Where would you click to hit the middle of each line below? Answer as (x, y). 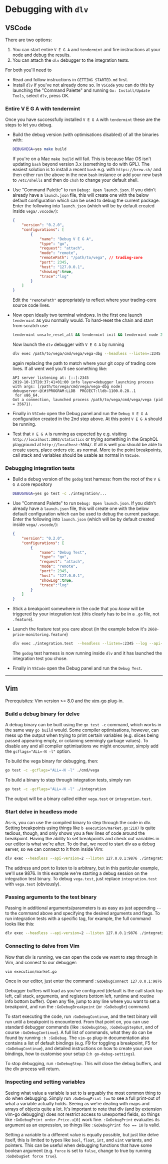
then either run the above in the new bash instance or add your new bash (87, 175)
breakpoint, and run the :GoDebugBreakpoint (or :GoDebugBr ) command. (78, 1007)
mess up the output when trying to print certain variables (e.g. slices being (82, 735)
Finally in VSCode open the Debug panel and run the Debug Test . (77, 668)
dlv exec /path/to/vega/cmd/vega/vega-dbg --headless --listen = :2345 (86, 354)
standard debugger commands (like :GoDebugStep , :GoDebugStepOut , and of (82, 1027)
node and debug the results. (41, 55)
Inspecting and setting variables (45, 1082)
